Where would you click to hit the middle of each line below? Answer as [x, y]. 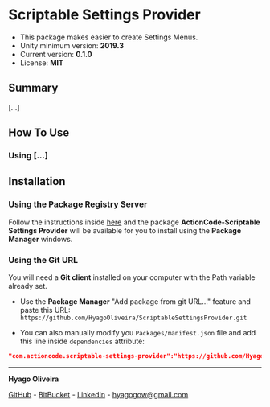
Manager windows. [41, 239]
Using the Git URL [43, 260]
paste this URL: [45, 310]
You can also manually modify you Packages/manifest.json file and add [138, 333]
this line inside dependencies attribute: [82, 341]
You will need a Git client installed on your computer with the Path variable [132, 277]
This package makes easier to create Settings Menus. [109, 37]
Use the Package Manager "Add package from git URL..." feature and [135, 302]
